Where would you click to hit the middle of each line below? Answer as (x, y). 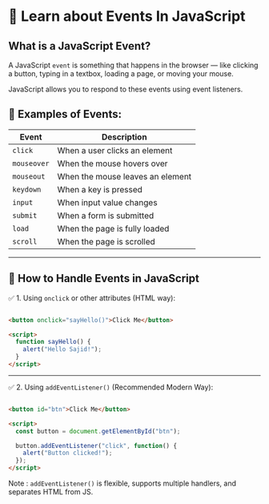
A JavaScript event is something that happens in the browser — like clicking (133, 65)
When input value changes (107, 202)
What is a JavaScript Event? (80, 46)
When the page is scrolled (106, 241)
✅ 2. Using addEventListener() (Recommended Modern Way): (111, 387)
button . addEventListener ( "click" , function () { (96, 446)
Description (124, 137)
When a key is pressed (100, 189)
